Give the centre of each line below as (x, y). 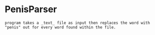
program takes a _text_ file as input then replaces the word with (77, 23)
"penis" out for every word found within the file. (60, 27)
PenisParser (31, 9)
